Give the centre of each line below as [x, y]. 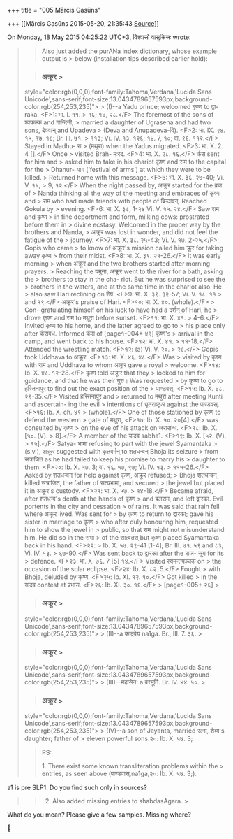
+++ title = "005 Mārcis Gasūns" [54, 10]
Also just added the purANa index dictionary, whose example [129, 51]
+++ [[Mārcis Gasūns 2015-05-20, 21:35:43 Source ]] [83, 23]
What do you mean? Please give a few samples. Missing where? [99, 815]
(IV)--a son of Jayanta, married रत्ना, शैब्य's [165, 731]
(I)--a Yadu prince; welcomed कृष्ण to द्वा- [162, 107]
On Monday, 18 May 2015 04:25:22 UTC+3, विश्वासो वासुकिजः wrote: [99, 37]
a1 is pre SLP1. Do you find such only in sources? [77, 788]
